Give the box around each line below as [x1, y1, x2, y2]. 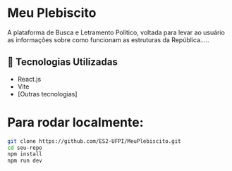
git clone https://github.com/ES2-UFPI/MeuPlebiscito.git [7, 137, 181, 145]
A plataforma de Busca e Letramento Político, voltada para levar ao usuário [7, 28, 226, 37]
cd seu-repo [7, 144, 42, 151]
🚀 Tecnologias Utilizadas [7, 56, 118, 68]
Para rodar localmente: [7, 114, 144, 130]
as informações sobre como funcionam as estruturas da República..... [7, 35, 209, 44]
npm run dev [7, 157, 42, 165]
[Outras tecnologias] [17, 89, 78, 98]
